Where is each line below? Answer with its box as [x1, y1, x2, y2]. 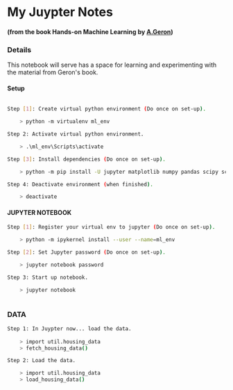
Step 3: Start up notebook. [7, 274, 89, 281]
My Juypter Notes [7, 4, 113, 20]
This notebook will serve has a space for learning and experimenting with [7, 60, 217, 70]
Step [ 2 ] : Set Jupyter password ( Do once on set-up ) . [7, 249, 166, 256]
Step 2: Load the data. [7, 357, 76, 364]
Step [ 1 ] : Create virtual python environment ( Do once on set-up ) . [7, 106, 207, 113]
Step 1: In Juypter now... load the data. [7, 325, 132, 332]
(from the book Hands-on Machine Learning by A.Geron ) [7, 27, 173, 35]
